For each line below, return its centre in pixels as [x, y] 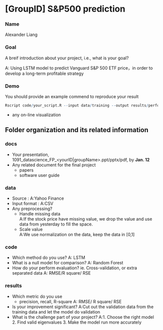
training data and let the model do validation [56, 312]
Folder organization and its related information [77, 130]
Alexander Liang [21, 35]
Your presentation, [31, 155]
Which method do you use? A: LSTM [49, 258]
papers [26, 170]
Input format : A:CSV [33, 203]
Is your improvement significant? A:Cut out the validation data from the [83, 307]
